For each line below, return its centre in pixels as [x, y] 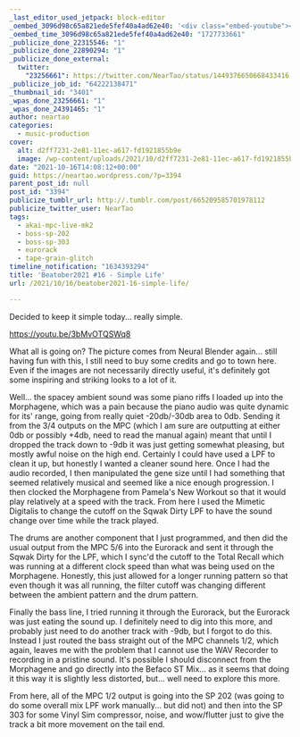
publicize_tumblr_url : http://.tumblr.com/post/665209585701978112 [137, 201]
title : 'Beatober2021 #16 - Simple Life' [87, 275]
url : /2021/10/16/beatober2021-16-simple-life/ [100, 283]
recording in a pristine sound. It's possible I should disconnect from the [140, 659]
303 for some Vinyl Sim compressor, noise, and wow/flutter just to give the [146, 715]
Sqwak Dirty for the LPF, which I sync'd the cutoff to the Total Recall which [146, 557]
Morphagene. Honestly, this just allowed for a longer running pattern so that [149, 575]
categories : [31, 126]
